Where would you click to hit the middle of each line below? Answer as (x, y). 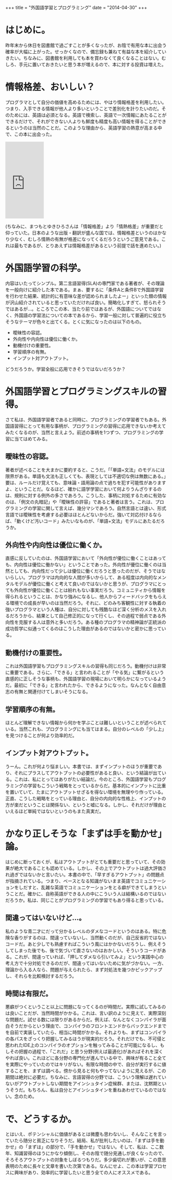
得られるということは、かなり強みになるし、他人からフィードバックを (79, 597)
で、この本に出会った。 (30, 134)
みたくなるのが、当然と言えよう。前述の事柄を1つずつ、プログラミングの (82, 432)
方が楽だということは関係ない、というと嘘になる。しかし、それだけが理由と (86, 805)
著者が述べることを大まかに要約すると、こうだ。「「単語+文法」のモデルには (85, 469)
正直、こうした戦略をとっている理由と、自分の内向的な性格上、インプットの (86, 798)
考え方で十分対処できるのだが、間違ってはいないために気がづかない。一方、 (86, 963)
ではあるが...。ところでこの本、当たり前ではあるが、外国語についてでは (81, 309)
